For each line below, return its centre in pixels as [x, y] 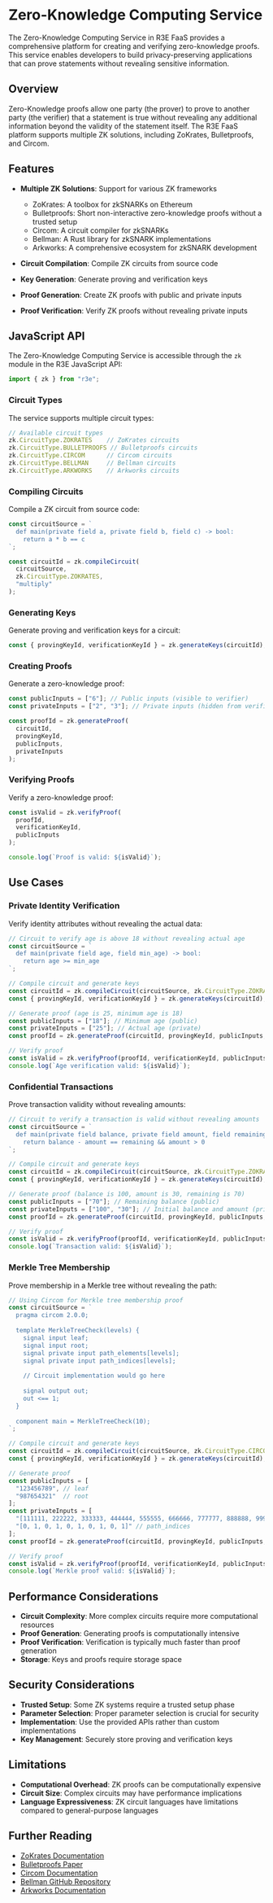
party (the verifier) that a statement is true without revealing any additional [133, 117]
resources [37, 1625]
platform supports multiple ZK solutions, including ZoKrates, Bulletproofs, [131, 134]
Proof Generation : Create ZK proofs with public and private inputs [131, 295]
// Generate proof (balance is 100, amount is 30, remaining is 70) [127, 1194]
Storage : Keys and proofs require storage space [101, 1660]
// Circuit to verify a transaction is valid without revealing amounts [134, 1120]
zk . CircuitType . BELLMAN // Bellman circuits [92, 463]
